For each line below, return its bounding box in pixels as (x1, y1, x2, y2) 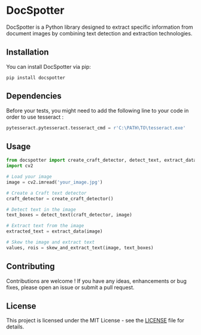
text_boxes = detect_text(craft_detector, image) (6, 212, 133, 218)
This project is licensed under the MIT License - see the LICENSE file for (6, 317, 184, 324)
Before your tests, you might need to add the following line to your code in (6, 107, 189, 114)
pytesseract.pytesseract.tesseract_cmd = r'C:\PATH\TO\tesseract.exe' (6, 125, 186, 131)
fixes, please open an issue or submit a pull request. (6, 283, 135, 291)
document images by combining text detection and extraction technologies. (6, 29, 193, 37)
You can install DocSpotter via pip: (6, 63, 91, 70)
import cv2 (6, 163, 33, 169)
